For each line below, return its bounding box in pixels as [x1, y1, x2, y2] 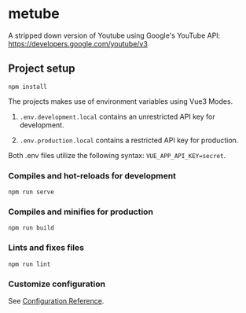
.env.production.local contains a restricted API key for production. [19, 135, 239, 145]
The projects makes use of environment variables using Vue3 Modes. [8, 96, 233, 106]
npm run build [8, 224, 55, 232]
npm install [8, 83, 47, 90]
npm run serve [8, 188, 55, 197]
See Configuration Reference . [8, 296, 105, 305]
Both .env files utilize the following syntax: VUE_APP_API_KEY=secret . [8, 150, 226, 160]
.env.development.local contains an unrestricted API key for [19, 112, 215, 121]
